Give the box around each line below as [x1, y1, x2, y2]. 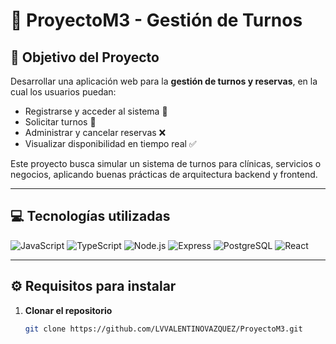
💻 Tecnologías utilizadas [10, 208, 171, 225]
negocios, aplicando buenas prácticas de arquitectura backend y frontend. [10, 169, 318, 180]
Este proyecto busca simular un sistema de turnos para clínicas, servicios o [10, 158, 322, 169]
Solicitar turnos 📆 [24, 116, 97, 128]
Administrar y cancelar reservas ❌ [24, 127, 167, 138]
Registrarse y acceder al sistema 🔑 [24, 105, 168, 117]
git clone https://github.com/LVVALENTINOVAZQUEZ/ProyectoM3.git [24, 324, 303, 334]
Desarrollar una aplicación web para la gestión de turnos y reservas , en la [10, 75, 318, 87]
